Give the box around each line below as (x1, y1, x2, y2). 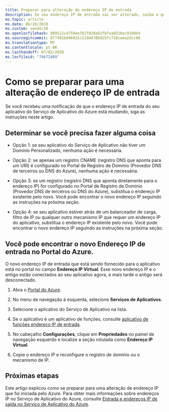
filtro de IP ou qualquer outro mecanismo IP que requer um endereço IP (12, 214, 161, 220)
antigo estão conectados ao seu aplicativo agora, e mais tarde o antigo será (5, 271, 162, 277)
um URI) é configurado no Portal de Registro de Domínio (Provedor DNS (12, 162, 162, 169)
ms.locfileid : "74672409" (5, 54, 59, 60)
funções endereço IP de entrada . (12, 321, 81, 327)
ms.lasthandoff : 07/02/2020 (5, 49, 64, 54)
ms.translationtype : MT (5, 40, 55, 45)
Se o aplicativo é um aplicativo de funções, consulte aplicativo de (12, 316, 148, 322)
